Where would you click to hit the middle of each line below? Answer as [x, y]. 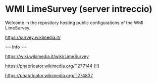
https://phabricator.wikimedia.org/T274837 [49, 75]
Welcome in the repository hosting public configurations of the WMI [74, 23]
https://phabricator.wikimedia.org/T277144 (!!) [52, 66]
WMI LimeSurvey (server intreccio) [79, 9]
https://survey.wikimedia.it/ [33, 37]
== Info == [16, 47]
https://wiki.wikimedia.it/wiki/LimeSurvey [47, 56]
